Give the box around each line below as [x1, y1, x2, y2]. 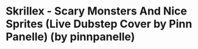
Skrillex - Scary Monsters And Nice [5, 4, 187, 18]
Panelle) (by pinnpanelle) [5, 30, 135, 44]
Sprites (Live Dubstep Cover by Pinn [5, 17, 193, 31]
